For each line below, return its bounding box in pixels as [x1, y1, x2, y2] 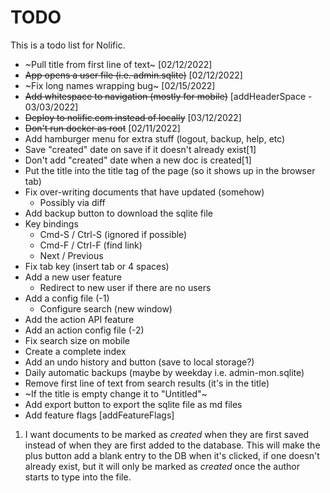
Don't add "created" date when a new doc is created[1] [24, 154, 252, 166]
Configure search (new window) [39, 302, 173, 315]
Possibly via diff [39, 196, 106, 208]
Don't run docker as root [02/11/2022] [24, 122, 181, 134]
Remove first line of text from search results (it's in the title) [24, 377, 270, 389]
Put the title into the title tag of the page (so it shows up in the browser [24, 164, 316, 176]
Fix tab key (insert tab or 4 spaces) [24, 260, 170, 272]
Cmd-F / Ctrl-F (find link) [39, 239, 143, 251]
